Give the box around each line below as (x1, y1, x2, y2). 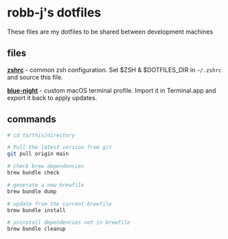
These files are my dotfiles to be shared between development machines (7, 27, 214, 36)
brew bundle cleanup (7, 225, 67, 233)
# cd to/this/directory (7, 132, 76, 139)
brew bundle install (7, 207, 67, 214)
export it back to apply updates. (7, 93, 98, 102)
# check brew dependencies (7, 163, 84, 170)
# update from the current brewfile (7, 201, 112, 207)
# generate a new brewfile (7, 181, 84, 188)
